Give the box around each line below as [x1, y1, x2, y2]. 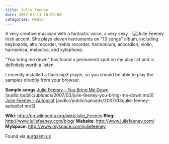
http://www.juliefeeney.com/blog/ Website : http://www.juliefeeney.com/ [5, 118, 155, 124]
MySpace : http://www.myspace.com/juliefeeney [5, 123, 106, 129]
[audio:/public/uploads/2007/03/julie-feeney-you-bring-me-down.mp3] [5, 92, 154, 99]
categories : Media [5, 17, 44, 22]
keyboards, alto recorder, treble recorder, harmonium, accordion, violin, [5, 41, 153, 47]
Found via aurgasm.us [5, 133, 51, 139]
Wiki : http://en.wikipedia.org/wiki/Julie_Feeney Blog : [5, 113, 115, 119]
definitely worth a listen [5, 62, 54, 68]
